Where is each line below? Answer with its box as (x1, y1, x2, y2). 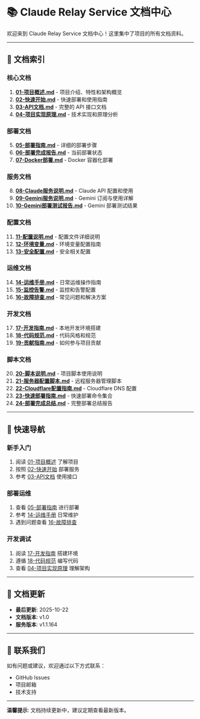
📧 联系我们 (7, 645, 45, 656)
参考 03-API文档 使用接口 (15, 473, 78, 481)
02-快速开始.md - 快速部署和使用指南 (15, 96, 108, 103)
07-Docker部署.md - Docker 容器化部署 (15, 156, 113, 163)
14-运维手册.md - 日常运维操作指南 (15, 278, 101, 285)
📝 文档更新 (7, 589, 45, 599)
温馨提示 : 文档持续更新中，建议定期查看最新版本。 (7, 707, 129, 714)
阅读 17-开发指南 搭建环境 (15, 549, 78, 556)
